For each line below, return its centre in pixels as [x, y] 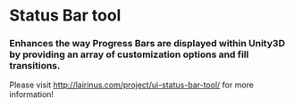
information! [32, 95]
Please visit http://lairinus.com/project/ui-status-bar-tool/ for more [132, 85]
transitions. [35, 66]
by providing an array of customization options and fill [129, 54]
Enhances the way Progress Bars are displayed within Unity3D [147, 44]
